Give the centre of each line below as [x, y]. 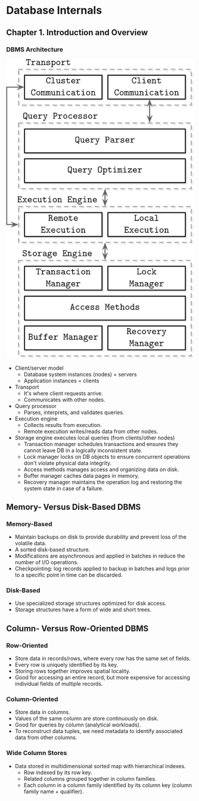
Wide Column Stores [37, 753]
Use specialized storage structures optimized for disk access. [91, 604]
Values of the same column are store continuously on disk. [87, 719]
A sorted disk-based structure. [52, 550]
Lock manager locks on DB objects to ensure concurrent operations [107, 456]
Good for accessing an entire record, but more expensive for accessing [102, 678]
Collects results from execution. [63, 425]
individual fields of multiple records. [59, 684]
